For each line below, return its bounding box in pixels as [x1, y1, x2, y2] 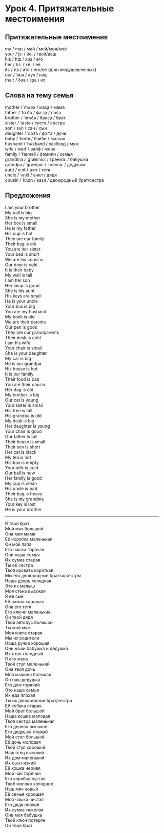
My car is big [5, 355, 31, 361]
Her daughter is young [5, 423, 50, 429]
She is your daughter [5, 350, 47, 356]
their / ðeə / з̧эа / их [5, 77, 45, 83]
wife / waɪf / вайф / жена [5, 146, 56, 152]
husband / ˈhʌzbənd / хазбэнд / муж [5, 141, 79, 147]
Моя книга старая [5, 630, 42, 636]
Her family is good [5, 475, 42, 481]
